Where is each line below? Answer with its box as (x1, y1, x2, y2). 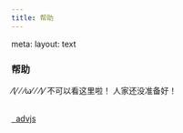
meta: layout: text (11, 38, 76, 49)
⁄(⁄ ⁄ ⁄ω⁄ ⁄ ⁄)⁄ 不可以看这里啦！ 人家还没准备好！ (11, 85, 178, 96)
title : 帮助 (11, 13, 54, 23)
